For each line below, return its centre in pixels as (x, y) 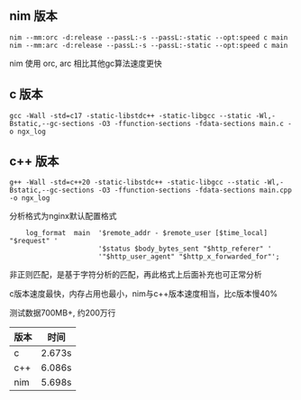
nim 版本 (33, 16)
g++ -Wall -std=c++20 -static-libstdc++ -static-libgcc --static (134, 183)
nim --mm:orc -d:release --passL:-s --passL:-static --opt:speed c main (149, 37)
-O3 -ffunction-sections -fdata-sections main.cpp (195, 191)
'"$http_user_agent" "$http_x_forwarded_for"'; (189, 257)
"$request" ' (34, 241)
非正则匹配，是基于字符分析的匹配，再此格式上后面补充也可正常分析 (136, 275)
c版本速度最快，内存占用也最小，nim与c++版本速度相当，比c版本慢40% (144, 294)
